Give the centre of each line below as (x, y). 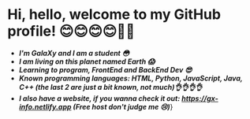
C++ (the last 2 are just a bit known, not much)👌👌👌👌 (110, 87)
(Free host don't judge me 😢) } (123, 106)
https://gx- (200, 98)
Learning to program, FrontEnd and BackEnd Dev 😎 (105, 69)
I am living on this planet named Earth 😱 (87, 61)
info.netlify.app (45, 106)
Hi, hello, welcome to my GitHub (114, 15)
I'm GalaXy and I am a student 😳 (74, 53)
